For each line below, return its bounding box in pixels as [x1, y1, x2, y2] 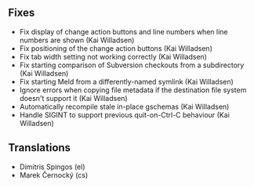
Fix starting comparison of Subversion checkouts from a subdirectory [19, 60, 245, 70]
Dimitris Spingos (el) [19, 162, 85, 171]
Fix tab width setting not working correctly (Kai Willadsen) [19, 52, 208, 61]
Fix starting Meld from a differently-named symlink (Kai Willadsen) [19, 77, 234, 86]
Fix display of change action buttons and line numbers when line [19, 27, 228, 36]
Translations [8, 141, 71, 155]
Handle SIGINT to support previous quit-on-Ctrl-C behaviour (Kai [19, 110, 230, 120]
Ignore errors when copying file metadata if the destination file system [19, 85, 247, 95]
